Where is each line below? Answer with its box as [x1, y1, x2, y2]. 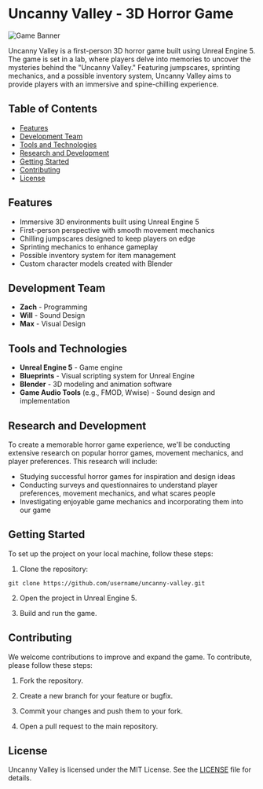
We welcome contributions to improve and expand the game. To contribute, [8, 652, 253, 662]
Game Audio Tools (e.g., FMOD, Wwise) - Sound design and [19, 388, 216, 397]
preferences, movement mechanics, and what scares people [19, 489, 216, 498]
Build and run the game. [19, 608, 97, 618]
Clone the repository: [19, 564, 89, 573]
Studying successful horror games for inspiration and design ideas [19, 472, 236, 481]
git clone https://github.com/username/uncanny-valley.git [8, 579, 206, 587]
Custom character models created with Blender [19, 259, 173, 268]
